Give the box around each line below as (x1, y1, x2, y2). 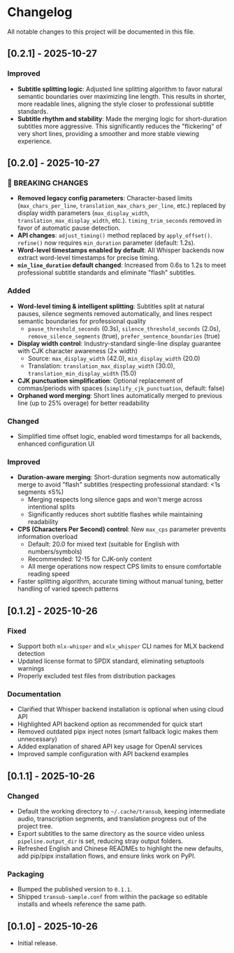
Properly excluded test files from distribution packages (17, 671, 176, 680)
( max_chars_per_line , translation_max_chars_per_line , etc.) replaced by (17, 201, 226, 210)
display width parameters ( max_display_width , (17, 209, 150, 217)
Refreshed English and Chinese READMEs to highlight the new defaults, (17, 844, 224, 852)
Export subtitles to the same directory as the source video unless (17, 829, 205, 837)
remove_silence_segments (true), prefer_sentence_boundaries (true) (27, 331, 220, 340)
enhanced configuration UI (17, 439, 95, 448)
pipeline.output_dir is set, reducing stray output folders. (17, 837, 184, 845)
